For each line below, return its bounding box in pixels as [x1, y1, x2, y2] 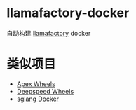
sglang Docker [16, 95, 60, 103]
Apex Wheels [16, 79, 55, 88]
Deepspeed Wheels [16, 87, 74, 95]
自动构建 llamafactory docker [6, 29, 91, 37]
